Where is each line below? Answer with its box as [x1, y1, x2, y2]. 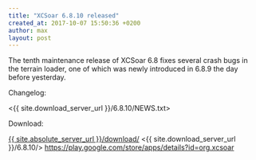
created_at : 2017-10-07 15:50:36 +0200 [8, 19, 141, 27]
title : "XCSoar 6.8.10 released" [8, 11, 120, 20]
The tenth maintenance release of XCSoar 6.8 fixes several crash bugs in [8, 56, 249, 65]
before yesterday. [8, 72, 66, 82]
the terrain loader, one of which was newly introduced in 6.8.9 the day [8, 64, 238, 74]
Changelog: [8, 88, 46, 98]
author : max [8, 26, 48, 34]
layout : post [8, 33, 52, 42]
